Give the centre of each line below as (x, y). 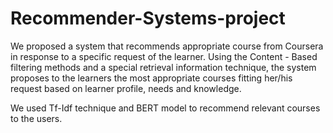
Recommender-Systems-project (148, 18)
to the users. (36, 118)
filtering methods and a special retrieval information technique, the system (163, 67)
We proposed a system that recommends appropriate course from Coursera (167, 46)
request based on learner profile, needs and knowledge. (126, 88)
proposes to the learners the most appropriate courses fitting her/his (151, 78)
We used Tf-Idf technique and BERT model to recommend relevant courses (165, 108)
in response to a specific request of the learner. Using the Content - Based (164, 56)
